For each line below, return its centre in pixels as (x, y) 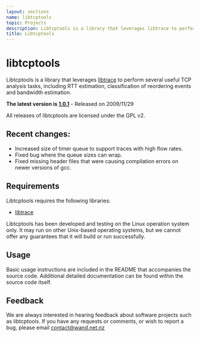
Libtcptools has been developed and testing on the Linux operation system (98, 223)
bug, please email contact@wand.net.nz (56, 327)
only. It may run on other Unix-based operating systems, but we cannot (94, 230)
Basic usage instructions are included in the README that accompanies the (99, 269)
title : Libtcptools (30, 34)
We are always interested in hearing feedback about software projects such (99, 315)
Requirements (33, 186)
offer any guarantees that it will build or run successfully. (76, 236)
